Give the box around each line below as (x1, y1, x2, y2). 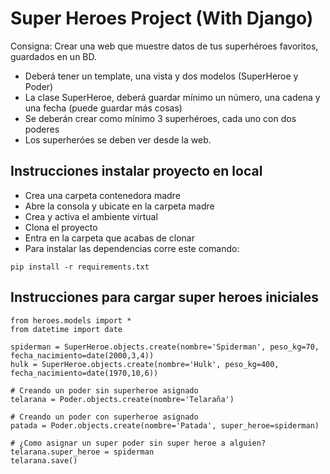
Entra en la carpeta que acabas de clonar (24, 232, 195, 244)
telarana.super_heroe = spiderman (10, 447, 155, 457)
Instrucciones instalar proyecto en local (10, 163, 263, 180)
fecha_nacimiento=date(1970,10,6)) (10, 368, 159, 378)
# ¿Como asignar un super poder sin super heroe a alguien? (10, 438, 267, 448)
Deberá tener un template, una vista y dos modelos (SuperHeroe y (24, 70, 299, 82)
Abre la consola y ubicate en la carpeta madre (24, 200, 215, 212)
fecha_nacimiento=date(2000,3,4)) (10, 350, 155, 361)
